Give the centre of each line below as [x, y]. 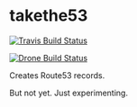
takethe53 [49, 16]
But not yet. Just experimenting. [69, 93]
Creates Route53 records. [57, 75]
